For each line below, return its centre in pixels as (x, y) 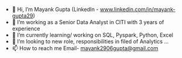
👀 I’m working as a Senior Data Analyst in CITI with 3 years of (88, 22)
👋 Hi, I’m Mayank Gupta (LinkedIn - (55, 9)
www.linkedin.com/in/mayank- (138, 9)
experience (26, 28)
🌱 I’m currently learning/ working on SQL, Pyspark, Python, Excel (93, 35)
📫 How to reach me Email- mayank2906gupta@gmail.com (85, 48)
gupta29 (22, 16)
